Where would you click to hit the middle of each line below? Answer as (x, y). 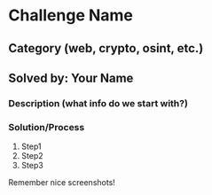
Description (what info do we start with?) (98, 103)
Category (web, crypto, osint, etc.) (106, 48)
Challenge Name (71, 16)
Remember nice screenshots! (62, 183)
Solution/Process (47, 127)
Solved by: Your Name (71, 78)
